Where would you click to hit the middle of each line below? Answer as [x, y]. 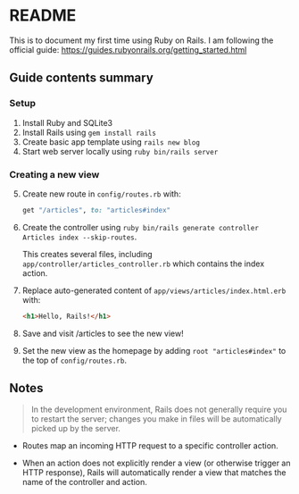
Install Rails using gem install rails [89, 132]
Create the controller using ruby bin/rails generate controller [140, 227]
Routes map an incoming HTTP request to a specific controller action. [150, 446]
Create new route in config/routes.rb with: [101, 194]
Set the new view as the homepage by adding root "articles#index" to [154, 350]
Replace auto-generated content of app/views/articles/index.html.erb [154, 290]
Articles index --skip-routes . [79, 237]
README [43, 16]
